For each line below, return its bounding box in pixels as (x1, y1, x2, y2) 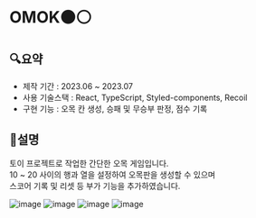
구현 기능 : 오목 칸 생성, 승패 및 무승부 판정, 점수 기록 (22, 104, 208, 114)
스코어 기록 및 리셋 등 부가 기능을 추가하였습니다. (9, 180, 181, 191)
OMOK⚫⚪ (9, 7, 92, 28)
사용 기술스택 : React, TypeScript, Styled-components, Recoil (22, 92, 248, 103)
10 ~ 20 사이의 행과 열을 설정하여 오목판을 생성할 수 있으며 (9, 168, 215, 180)
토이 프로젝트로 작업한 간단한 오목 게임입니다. (9, 158, 169, 168)
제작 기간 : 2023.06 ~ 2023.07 (22, 81, 134, 91)
